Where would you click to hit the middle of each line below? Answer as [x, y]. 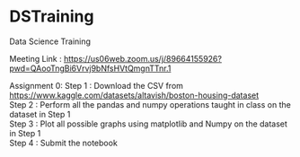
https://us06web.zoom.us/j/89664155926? [143, 58]
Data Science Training [50, 41]
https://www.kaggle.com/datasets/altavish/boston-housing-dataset [134, 95]
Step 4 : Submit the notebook [64, 143]
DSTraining [52, 17]
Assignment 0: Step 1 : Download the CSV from [97, 85]
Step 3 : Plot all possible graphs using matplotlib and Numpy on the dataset [148, 124]
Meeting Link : [35, 58]
